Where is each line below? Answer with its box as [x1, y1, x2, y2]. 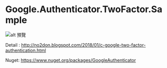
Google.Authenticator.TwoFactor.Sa [5, 4, 162, 15]
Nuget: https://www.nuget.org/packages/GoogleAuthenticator [5, 57, 136, 63]
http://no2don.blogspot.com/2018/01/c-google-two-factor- [21, 42, 146, 48]
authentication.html [5, 47, 46, 53]
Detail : [5, 42, 20, 48]
